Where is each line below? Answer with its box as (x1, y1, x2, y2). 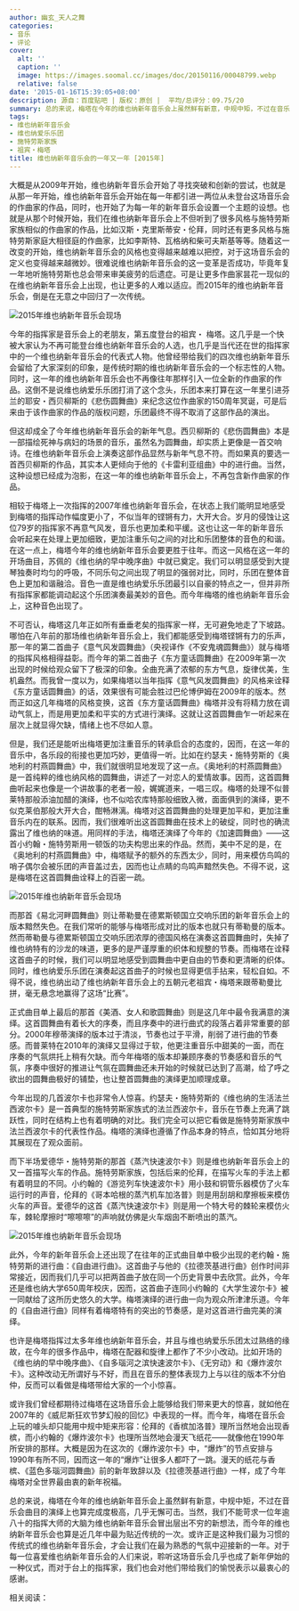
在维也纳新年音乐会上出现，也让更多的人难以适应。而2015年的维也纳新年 (9, 280, 277, 290)
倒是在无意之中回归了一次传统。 (32, 290, 149, 301)
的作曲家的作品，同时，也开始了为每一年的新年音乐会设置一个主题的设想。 (9, 201, 282, 212)
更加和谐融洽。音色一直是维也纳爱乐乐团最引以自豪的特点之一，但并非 (24, 578, 282, 589)
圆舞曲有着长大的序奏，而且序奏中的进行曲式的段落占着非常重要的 (39, 1017, 282, 1029)
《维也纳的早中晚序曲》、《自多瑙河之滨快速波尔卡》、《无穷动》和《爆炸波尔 (9, 1357, 282, 1368)
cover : (9, 46, 34, 55)
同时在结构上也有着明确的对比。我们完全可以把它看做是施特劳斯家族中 (32, 1114, 290, 1125)
